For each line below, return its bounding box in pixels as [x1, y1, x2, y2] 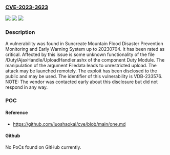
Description [5, 29, 35, 36]
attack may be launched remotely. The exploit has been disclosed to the [5, 68, 157, 74]
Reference [5, 109, 28, 116]
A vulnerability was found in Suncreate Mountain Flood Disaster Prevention [5, 40, 163, 47]
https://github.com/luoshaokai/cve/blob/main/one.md [12, 121, 126, 127]
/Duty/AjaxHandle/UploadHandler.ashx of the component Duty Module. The [5, 56, 165, 63]
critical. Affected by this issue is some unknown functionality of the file [5, 51, 155, 57]
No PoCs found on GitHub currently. [5, 144, 81, 150]
